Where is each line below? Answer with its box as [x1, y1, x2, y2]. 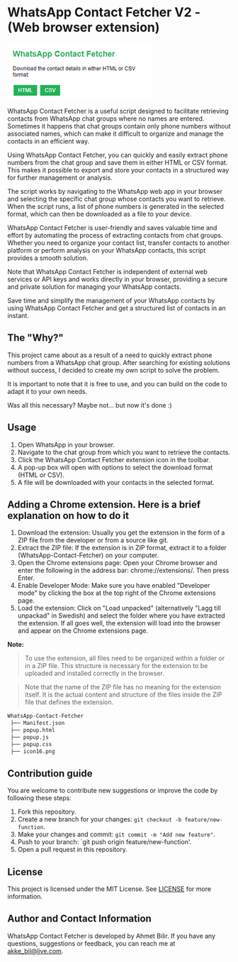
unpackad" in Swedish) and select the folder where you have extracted [17, 611, 225, 620]
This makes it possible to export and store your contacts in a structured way [7, 165, 229, 174]
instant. [7, 311, 30, 319]
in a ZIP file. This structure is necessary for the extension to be [24, 662, 208, 670]
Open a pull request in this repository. [17, 846, 127, 854]
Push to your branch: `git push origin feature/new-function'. [17, 838, 192, 846]
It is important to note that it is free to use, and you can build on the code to [7, 379, 228, 388]
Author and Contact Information [7, 913, 152, 925]
